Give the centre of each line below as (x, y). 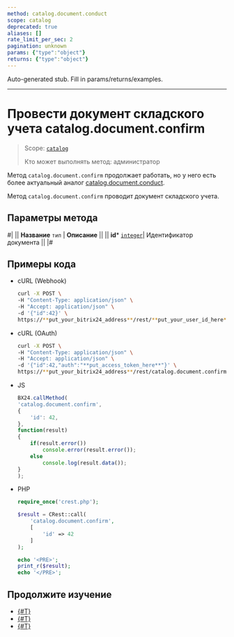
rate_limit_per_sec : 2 (40, 40)
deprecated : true (32, 27)
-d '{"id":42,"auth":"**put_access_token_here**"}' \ (97, 365)
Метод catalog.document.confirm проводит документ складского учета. (113, 196)
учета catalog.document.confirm (106, 128)
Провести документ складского (106, 114)
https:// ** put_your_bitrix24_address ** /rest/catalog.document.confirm (122, 372)
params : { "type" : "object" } (46, 53)
